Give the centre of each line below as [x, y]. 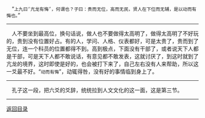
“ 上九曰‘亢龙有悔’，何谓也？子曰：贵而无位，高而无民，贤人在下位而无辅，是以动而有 [104, 9]
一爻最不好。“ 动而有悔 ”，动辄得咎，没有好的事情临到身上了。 [82, 71]
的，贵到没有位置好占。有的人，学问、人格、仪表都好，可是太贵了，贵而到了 [103, 41]
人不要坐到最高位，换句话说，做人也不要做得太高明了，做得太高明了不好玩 [105, 33]
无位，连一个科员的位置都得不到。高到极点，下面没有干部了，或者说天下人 [100, 49]
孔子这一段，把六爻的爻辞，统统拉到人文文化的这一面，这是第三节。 [97, 90]
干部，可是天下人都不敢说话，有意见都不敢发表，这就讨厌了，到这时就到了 [105, 56]
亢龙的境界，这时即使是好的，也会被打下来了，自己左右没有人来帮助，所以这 [103, 64]
